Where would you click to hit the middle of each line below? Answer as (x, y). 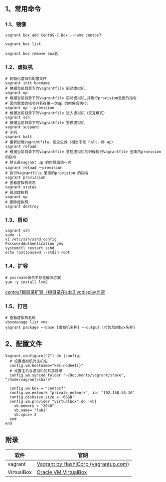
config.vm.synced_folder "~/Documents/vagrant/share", (68, 375)
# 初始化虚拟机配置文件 (26, 78)
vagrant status (21, 187)
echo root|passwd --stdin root (38, 252)
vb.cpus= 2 (25, 414)
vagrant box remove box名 (32, 53)
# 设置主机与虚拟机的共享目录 (36, 371)
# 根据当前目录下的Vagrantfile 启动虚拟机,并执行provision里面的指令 (71, 98)
